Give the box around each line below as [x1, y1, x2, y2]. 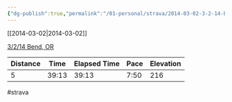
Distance [10, 59, 41, 68]
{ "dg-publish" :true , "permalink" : [7, 10, 104, 17]
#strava [7, 88, 29, 96]
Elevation [149, 59, 182, 68]
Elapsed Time [73, 59, 120, 68]
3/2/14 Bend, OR [7, 42, 54, 50]
